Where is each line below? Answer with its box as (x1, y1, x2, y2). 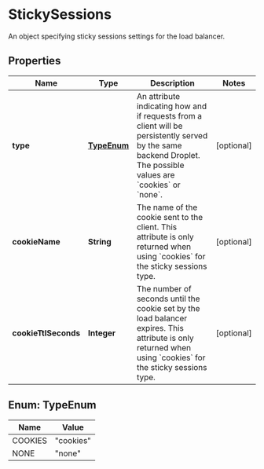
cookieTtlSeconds (12, 328, 81, 339)
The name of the (136, 202, 198, 213)
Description (150, 77, 195, 88)
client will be (136, 120, 183, 131)
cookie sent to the (136, 211, 203, 222)
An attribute (136, 90, 181, 101)
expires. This (136, 322, 185, 333)
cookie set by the (136, 302, 200, 313)
